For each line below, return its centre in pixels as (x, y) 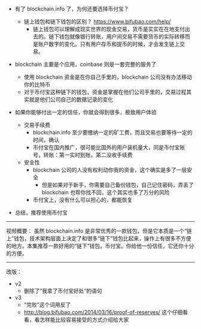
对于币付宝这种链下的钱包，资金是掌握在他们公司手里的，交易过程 (105, 92)
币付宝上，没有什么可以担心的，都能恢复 (83, 200)
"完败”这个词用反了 (47, 305)
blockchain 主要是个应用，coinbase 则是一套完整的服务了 (86, 64)
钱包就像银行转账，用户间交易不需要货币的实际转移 (122, 37)
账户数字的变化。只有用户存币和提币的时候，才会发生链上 (109, 44)
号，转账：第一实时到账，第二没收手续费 (83, 155)
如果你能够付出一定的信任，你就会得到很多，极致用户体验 (86, 112)
